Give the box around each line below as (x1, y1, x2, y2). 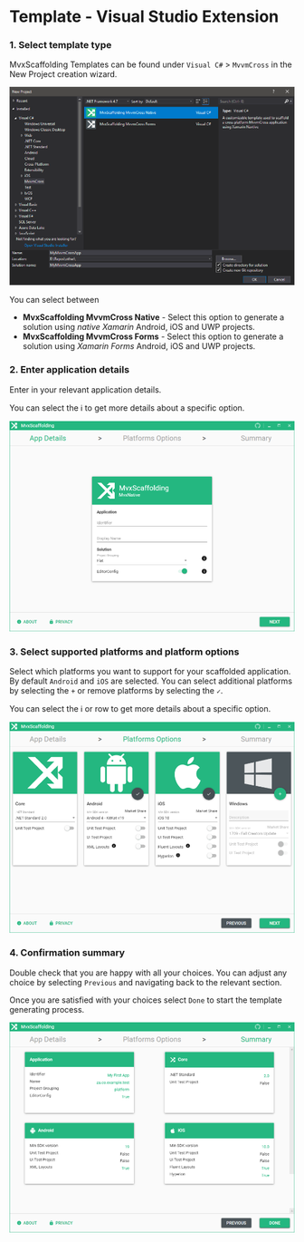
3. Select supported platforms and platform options (9, 645, 240, 658)
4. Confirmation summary (9, 946, 125, 959)
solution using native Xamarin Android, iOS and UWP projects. (22, 322, 255, 333)
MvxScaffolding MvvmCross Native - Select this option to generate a (22, 312, 285, 323)
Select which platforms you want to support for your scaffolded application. (9, 666, 291, 677)
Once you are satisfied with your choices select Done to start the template (9, 995, 282, 1005)
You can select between (9, 295, 100, 306)
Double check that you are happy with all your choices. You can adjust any (9, 967, 288, 978)
